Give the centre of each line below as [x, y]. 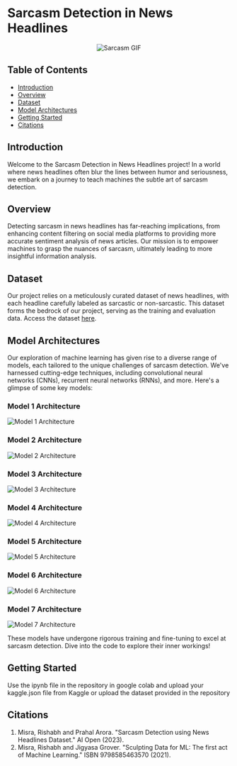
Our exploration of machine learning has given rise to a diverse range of [112, 357]
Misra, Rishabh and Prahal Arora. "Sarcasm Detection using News [114, 732]
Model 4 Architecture [45, 507]
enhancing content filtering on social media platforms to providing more [112, 234]
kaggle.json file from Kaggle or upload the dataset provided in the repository [119, 692]
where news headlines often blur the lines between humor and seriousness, [118, 172]
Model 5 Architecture [45, 542]
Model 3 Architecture [45, 474]
